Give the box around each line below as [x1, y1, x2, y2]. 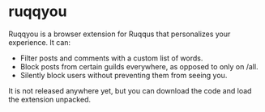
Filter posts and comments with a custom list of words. [19, 53, 203, 63]
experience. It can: [8, 37, 71, 47]
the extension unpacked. [8, 94, 92, 104]
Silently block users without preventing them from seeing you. [19, 70, 228, 80]
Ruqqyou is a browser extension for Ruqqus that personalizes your [8, 29, 231, 39]
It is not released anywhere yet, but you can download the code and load [8, 85, 252, 95]
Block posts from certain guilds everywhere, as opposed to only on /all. [19, 61, 259, 71]
